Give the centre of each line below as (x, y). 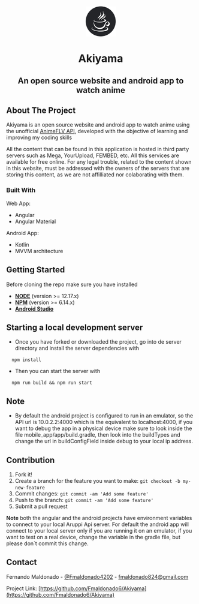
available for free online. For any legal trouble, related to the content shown (99, 162)
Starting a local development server (75, 327)
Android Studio (34, 308)
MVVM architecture (39, 251)
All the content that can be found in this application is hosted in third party (98, 149)
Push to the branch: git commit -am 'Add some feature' (84, 500)
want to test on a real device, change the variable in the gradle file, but (94, 537)
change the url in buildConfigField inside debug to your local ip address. (104, 441)
